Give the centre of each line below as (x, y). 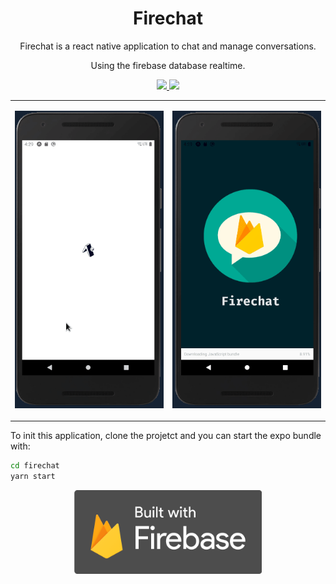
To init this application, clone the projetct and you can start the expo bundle (166, 436)
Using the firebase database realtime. (168, 65)
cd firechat (35, 466)
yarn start (33, 477)
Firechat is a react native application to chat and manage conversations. (168, 46)
